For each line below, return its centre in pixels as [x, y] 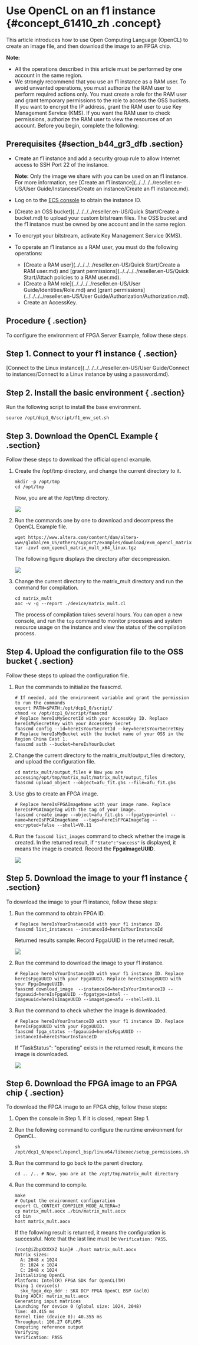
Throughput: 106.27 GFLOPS [48, 1322]
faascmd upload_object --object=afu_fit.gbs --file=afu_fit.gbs [95, 782]
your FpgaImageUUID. [40, 984]
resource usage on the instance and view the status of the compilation [100, 627]
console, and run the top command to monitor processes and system [98, 621]
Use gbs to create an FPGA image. [57, 794]
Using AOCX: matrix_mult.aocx [52, 1296]
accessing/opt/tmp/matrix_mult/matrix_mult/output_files [86, 777]
